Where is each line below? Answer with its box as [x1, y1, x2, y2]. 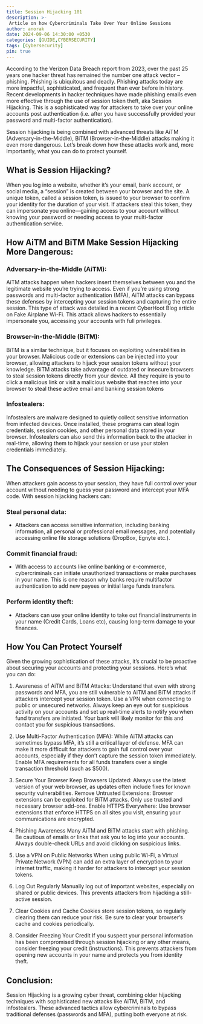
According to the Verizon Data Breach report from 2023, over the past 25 [6, 65, 188, 72]
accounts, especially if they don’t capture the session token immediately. [14, 752, 196, 759]
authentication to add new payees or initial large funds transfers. [14, 582, 176, 590]
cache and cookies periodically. [14, 920, 95, 928]
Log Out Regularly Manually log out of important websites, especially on [14, 883, 195, 890]
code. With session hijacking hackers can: [6, 492, 111, 500]
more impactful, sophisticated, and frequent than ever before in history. [6, 84, 184, 91]
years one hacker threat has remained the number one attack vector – [6, 71, 180, 79]
